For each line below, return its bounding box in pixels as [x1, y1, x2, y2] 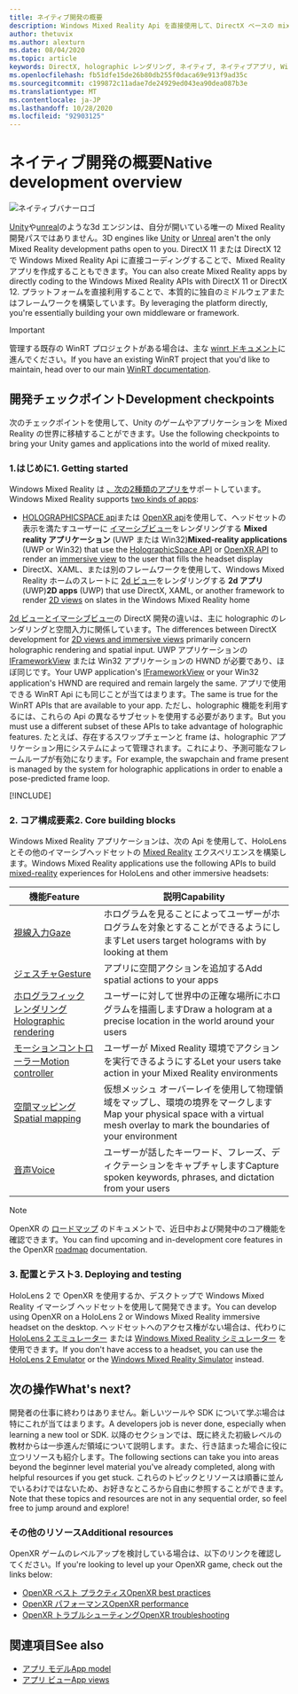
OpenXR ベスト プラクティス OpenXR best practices [21, 1587, 211, 1597]
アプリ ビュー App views [21, 1674, 110, 1685]
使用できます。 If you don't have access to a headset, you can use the [9, 1344, 263, 1354]
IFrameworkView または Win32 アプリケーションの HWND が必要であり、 [9, 655, 278, 666]
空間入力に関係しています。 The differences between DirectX [55, 624, 278, 635]
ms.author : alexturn [9, 37, 86, 47]
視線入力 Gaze [13, 927, 71, 939]
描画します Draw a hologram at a [138, 1003, 273, 1016]
